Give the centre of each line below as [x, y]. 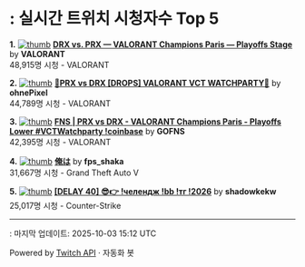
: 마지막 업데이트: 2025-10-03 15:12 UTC [83, 233]
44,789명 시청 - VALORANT [60, 103]
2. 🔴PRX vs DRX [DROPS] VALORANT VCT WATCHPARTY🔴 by [145, 83]
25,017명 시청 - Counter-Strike [65, 205]
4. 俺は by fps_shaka [67, 161]
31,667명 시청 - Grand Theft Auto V [74, 173]
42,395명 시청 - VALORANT [60, 142]
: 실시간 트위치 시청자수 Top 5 [114, 19]
